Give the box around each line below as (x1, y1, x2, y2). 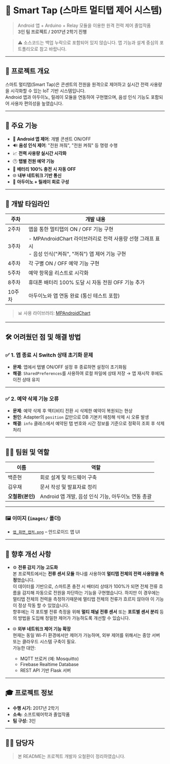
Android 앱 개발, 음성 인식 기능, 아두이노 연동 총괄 (40, 493, 152, 500)
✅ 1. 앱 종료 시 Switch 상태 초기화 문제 (5, 351, 94, 358)
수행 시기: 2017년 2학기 (12, 705, 59, 711)
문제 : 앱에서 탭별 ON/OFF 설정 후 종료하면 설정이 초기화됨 (12, 364, 127, 370)
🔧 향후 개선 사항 (5, 550, 52, 559)
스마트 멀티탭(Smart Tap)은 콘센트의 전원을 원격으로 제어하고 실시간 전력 (5, 81, 149, 87)
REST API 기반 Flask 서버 (20, 668, 71, 674)
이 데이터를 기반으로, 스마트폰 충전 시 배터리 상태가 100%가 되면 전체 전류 (12, 583, 158, 589)
